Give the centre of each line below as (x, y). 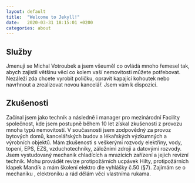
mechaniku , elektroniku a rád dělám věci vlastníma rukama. (78, 174)
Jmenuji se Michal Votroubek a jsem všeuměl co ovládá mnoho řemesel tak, (98, 66)
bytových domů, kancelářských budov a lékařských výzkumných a (87, 136)
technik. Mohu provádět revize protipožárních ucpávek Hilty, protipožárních (97, 161)
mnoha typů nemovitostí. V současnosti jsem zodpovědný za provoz (89, 129)
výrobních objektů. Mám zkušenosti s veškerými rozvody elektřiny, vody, (94, 142)
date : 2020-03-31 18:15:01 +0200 (50, 22)
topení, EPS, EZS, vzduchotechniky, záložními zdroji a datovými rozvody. (94, 148)
